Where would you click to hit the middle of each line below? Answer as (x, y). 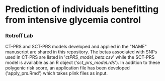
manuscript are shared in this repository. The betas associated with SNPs (81, 52)
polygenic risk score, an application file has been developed (67, 68)
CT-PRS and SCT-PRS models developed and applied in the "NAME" (76, 47)
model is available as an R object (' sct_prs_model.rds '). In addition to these (83, 63)
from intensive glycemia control (73, 20)
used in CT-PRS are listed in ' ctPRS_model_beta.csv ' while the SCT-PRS (80, 57)
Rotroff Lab (19, 36)
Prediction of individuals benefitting (82, 9)
